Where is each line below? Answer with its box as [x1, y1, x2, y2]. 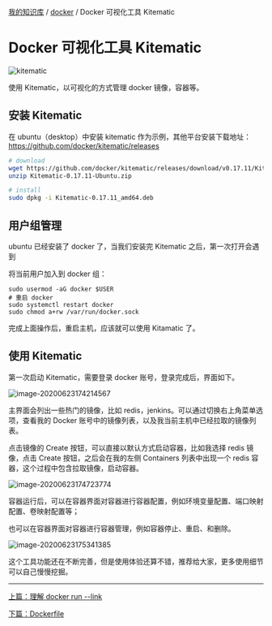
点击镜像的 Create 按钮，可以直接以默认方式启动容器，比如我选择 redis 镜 [8, 443, 254, 452]
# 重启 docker [8, 293, 54, 302]
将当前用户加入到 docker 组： [8, 269, 107, 278]
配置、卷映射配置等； [8, 506, 79, 516]
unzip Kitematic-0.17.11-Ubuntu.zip [8, 171, 132, 180]
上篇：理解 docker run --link [8, 591, 103, 601]
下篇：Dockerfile [8, 608, 65, 619]
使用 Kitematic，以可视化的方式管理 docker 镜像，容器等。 [8, 82, 204, 92]
